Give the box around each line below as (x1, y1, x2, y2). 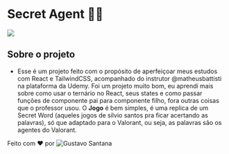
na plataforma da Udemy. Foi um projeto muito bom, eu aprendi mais (17, 81, 214, 90)
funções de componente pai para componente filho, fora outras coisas (17, 96, 220, 104)
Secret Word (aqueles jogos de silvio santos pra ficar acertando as (17, 110, 208, 119)
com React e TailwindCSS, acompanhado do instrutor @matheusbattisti (17, 74, 222, 82)
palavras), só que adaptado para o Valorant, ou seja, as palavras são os (17, 118, 222, 126)
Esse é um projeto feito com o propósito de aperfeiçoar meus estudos (17, 67, 218, 75)
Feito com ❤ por (7, 139, 56, 147)
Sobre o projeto (7, 48, 75, 61)
